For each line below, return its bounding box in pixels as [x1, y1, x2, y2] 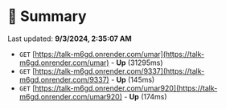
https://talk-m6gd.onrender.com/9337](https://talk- [35, 66, 205, 75]
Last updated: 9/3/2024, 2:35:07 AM [7, 34, 132, 43]
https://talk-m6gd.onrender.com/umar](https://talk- [35, 49, 205, 59]
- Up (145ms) [110, 75, 155, 84]
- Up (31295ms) [110, 58, 163, 67]
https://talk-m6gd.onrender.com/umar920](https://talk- [35, 83, 218, 93]
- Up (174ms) [123, 91, 167, 101]
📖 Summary [7, 7, 87, 26]
